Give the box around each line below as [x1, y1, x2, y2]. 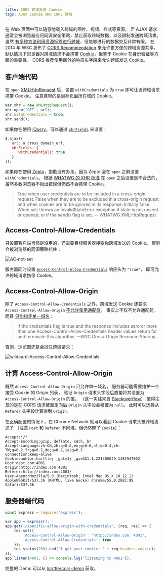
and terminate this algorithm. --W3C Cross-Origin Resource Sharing [17, 333, 156, 339]
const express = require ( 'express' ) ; [5, 510, 83, 515]
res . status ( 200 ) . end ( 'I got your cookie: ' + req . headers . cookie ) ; [14, 547, 156, 552]
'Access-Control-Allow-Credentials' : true [23, 537, 112, 542]
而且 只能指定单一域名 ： [5, 313, 54, 319]
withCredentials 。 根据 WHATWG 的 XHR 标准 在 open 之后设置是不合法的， [5, 175, 160, 181]
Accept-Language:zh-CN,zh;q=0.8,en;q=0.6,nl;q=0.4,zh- [5, 443, 121, 448]
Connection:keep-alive [5, 452, 52, 457]
